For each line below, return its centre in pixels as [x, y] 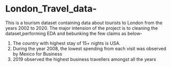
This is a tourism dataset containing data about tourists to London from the [84, 23]
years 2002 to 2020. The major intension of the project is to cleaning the [82, 28]
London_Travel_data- [51, 9]
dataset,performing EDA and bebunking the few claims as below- [74, 33]
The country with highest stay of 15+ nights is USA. [67, 43]
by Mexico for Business [37, 54]
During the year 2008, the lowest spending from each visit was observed [89, 48]
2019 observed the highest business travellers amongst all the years [84, 59]
